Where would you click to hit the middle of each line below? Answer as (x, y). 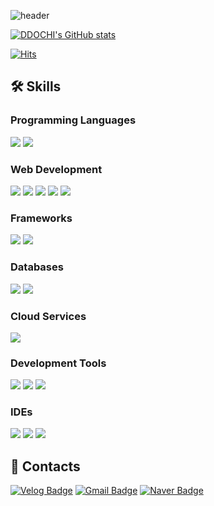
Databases (37, 267)
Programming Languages (73, 120)
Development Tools (58, 363)
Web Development (56, 169)
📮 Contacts (45, 466)
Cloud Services (48, 316)
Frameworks (41, 218)
